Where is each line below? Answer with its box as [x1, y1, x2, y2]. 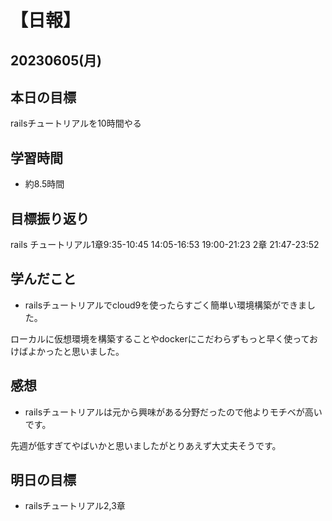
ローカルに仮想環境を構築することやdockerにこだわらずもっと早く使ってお [10, 332, 319, 345]
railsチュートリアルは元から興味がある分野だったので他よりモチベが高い [24, 406, 323, 418]
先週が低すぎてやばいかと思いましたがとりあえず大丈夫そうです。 [10, 439, 282, 451]
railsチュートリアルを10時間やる [10, 117, 142, 130]
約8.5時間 [24, 178, 65, 190]
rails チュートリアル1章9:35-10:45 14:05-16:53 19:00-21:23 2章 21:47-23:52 [10, 239, 320, 251]
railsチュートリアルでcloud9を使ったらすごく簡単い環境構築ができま [24, 299, 307, 311]
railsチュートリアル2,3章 [24, 500, 126, 512]
